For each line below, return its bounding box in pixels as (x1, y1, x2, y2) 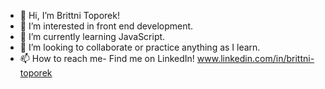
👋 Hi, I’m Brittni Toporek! (19, 10, 120, 21)
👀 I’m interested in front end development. (19, 20, 194, 32)
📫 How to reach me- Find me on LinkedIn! (19, 53, 195, 64)
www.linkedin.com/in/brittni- (196, 53, 315, 64)
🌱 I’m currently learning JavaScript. (19, 31, 166, 42)
